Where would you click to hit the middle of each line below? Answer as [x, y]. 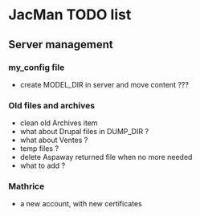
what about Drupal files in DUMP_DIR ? [84, 132]
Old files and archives [51, 105]
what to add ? [43, 165]
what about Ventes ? [54, 140]
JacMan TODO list [70, 15]
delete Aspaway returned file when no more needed [106, 157]
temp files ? [39, 149]
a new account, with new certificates [81, 204]
